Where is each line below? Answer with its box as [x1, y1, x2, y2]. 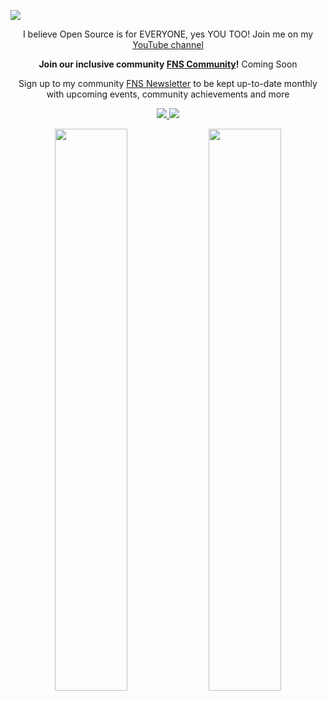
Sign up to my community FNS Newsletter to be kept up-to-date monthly [18, 78, 318, 89]
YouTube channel [132, 39, 204, 50]
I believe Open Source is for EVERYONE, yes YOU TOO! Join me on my [22, 28, 314, 40]
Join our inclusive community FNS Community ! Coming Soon [38, 58, 298, 70]
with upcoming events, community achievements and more [46, 88, 290, 100]
